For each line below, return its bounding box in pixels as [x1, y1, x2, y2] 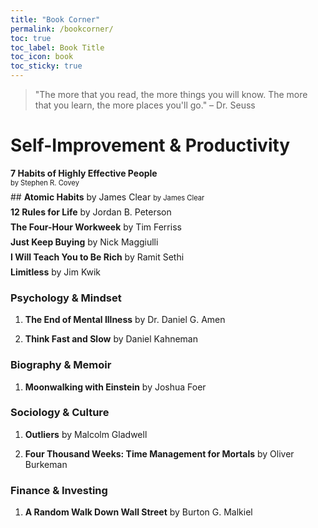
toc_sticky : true [10, 61, 83, 71]
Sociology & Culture [10, 406, 110, 420]
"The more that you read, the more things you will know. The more [34, 89, 308, 100]
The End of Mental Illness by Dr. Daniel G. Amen [24, 314, 226, 326]
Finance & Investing [10, 483, 108, 497]
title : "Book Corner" [10, 14, 101, 25]
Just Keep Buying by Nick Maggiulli [10, 236, 159, 248]
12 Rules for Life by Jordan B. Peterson [10, 206, 172, 218]
